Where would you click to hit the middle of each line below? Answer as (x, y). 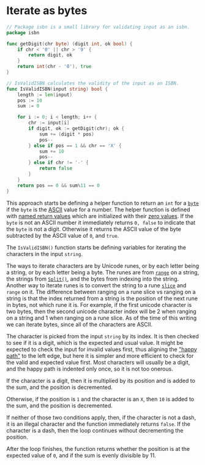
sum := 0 (28, 106)
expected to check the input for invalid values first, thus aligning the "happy (102, 349)
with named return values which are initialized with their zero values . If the (100, 216)
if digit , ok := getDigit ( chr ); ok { (76, 129)
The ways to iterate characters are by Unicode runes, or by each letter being (103, 266)
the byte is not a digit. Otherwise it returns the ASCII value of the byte (94, 229)
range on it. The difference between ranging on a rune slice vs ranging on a (101, 292)
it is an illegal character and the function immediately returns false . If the (99, 424)
